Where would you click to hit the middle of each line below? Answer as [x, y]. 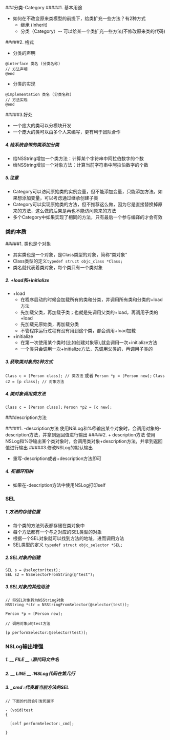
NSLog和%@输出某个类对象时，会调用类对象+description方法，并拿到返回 [84, 441]
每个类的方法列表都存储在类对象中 [49, 525]
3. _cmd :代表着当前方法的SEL [37, 687]
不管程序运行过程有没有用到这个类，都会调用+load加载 [78, 331]
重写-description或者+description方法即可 [57, 458]
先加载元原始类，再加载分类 [50, 324]
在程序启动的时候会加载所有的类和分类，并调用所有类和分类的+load [91, 299]
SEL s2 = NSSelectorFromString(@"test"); [50, 574]
